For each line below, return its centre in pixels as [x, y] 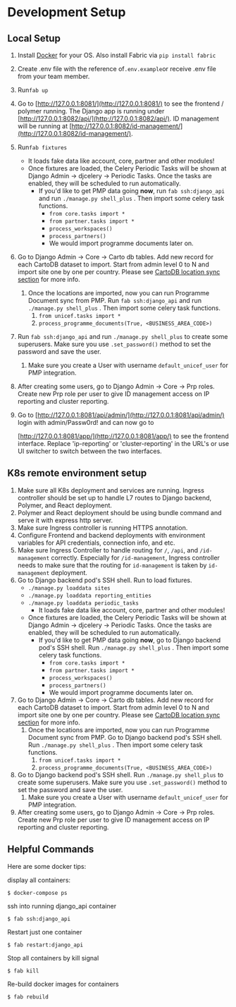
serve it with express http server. [65, 520]
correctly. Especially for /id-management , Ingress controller [136, 557]
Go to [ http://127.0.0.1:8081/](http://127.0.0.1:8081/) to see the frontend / [120, 104]
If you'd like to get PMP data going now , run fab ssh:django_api [132, 191]
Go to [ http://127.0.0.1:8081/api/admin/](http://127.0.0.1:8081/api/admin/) [121, 415]
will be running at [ [44, 126]
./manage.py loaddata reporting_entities [89, 595]
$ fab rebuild [28, 997]
